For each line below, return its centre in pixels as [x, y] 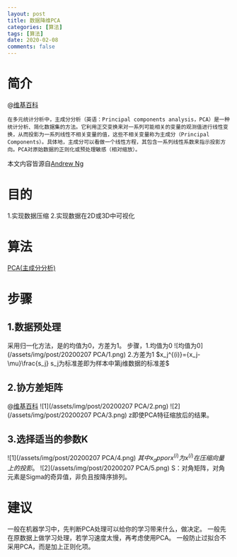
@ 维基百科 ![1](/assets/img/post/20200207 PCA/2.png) [88, 406]
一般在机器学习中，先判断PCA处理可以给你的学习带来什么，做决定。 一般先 [117, 529]
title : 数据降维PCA [34, 20]
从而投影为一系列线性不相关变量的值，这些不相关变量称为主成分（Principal [114, 134]
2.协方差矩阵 [35, 388]
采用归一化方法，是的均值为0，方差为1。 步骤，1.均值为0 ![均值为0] [105, 345]
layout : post [27, 14]
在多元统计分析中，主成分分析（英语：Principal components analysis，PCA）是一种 [118, 119]
